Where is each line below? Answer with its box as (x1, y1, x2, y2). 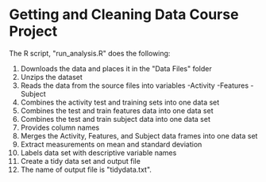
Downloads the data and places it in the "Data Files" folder (20, 63, 213, 73)
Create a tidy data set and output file (20, 156, 141, 165)
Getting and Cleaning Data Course (9, 6, 239, 24)
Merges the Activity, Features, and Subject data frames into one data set (20, 131, 258, 140)
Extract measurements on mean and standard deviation (20, 139, 202, 149)
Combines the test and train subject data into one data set (20, 114, 211, 123)
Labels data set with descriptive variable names (20, 148, 177, 157)
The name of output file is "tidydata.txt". (20, 165, 152, 174)
